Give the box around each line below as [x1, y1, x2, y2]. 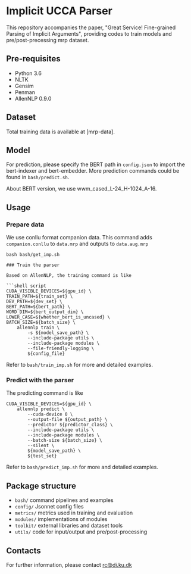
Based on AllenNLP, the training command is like [6, 273, 132, 279]
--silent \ [27, 442, 55, 449]
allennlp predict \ [17, 406, 65, 412]
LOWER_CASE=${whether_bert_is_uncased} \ [6, 314, 111, 320]
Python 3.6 [14, 70, 42, 77]
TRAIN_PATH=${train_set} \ [6, 294, 73, 300]
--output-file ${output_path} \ [27, 417, 108, 423]
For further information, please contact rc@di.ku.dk [6, 561, 132, 568]
